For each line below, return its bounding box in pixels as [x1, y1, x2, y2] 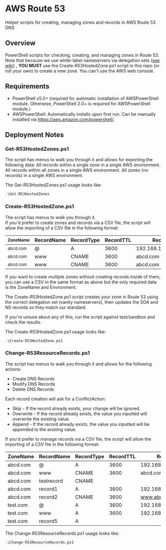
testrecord [39, 477, 63, 484]
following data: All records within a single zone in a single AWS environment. [5, 162, 161, 168]
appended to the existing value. [12, 426, 77, 432]
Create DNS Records [12, 375, 55, 381]
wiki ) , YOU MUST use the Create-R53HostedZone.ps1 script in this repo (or [5, 62, 160, 68]
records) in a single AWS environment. [5, 173, 83, 179]
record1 [39, 485, 58, 492]
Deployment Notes [5, 131, 64, 139]
